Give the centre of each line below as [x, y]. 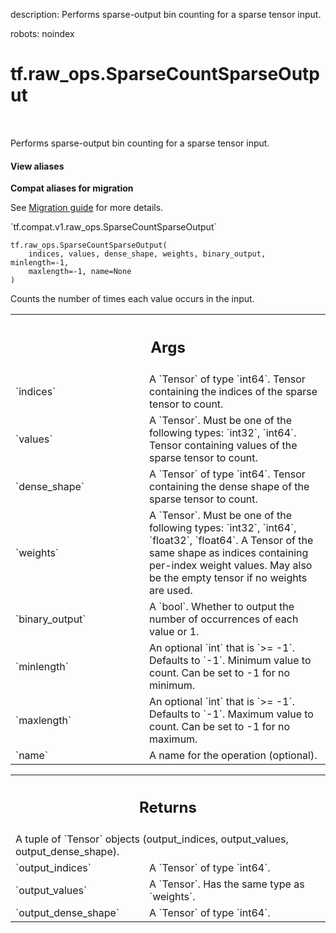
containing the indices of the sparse [233, 391]
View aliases [37, 166]
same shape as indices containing [229, 552]
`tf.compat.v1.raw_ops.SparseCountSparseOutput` [113, 227]
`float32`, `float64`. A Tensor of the [231, 540]
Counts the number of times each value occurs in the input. [132, 299]
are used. [171, 590]
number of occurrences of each [224, 619]
